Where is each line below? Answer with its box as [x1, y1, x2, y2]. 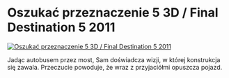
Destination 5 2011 [7, 19, 116, 35]
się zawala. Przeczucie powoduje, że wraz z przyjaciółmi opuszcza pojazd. [7, 63, 223, 71]
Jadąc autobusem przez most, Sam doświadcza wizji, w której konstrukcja [7, 55, 221, 64]
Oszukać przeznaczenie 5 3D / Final [7, 5, 219, 21]
